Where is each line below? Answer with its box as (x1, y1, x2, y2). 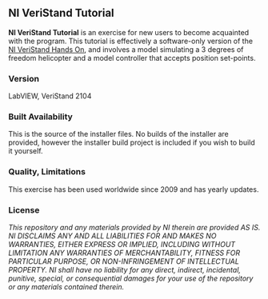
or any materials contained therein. (8, 282, 125, 291)
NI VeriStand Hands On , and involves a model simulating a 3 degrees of (8, 44, 244, 54)
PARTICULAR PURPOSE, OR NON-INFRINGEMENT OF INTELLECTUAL (8, 257, 240, 266)
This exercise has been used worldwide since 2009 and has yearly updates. (8, 184, 259, 194)
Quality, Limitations (8, 166, 86, 177)
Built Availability (8, 111, 74, 122)
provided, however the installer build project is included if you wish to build (8, 138, 256, 147)
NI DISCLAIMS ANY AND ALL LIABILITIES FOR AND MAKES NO (8, 231, 218, 241)
